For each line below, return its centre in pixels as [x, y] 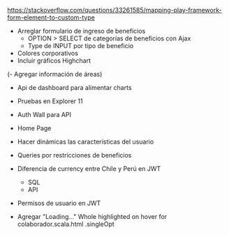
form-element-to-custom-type [51, 17]
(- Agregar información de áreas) [55, 74]
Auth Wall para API [44, 115]
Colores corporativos [48, 53]
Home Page [34, 128]
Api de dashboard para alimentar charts [74, 88]
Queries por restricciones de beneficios [74, 155]
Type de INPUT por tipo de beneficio [81, 46]
